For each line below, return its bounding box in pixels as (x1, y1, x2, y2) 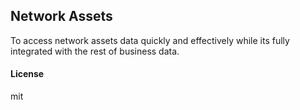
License (10, 68, 45, 80)
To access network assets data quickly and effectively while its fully (10, 34, 290, 46)
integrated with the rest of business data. (10, 45, 180, 57)
